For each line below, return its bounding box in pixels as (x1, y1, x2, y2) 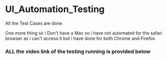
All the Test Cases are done (5, 20, 62, 26)
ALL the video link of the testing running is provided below (5, 48, 151, 55)
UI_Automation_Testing (5, 4, 105, 15)
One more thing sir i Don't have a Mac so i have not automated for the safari (5, 30, 162, 36)
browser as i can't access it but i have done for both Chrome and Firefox (5, 35, 155, 41)
